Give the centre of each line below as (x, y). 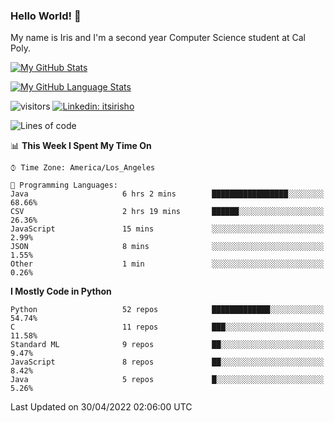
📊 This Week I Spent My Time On (81, 146)
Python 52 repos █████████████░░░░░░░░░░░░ (167, 310)
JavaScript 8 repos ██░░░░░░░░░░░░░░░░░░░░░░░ (167, 362)
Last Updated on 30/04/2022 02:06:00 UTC (101, 407)
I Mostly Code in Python (61, 291)
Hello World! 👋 (46, 16)
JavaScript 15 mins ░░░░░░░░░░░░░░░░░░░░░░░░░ (167, 229)
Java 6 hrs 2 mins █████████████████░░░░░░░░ (167, 194)
